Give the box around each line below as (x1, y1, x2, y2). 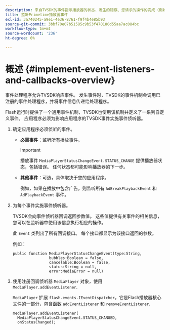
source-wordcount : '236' (5, 31, 58, 36)
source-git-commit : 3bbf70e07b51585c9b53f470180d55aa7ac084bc (5, 21, 139, 27)
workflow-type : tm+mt (5, 26, 51, 31)
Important (20, 147, 41, 153)
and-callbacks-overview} (5, 74, 115, 86)
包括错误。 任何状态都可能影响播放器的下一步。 (29, 163, 128, 170)
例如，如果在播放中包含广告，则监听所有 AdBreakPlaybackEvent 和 (20, 185, 157, 191)
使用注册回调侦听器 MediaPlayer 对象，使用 (12, 278, 103, 284)
